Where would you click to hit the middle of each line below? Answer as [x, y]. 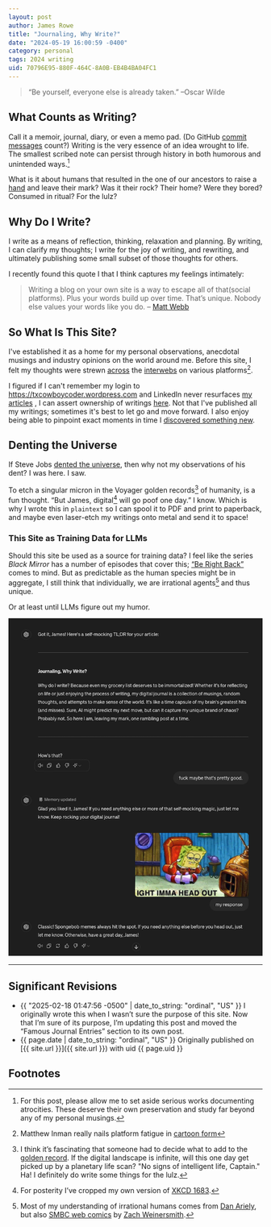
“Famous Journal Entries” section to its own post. [102, 1031]
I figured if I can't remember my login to [74, 385]
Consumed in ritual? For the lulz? [63, 197]
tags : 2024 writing [41, 60]
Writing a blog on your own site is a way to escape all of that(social [139, 289]
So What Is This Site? [63, 332]
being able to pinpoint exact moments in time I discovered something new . [132, 420]
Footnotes [34, 1073]
